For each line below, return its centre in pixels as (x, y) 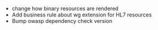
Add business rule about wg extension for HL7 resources (82, 15)
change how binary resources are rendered (65, 9)
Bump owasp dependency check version (62, 21)
